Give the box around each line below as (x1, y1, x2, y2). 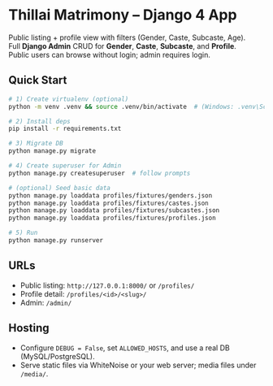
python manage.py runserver (8, 236, 104, 245)
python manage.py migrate (8, 147, 96, 155)
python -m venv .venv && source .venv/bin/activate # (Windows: (8, 102, 234, 111)
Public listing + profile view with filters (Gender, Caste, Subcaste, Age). (8, 33, 246, 42)
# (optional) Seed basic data (8, 184, 111, 192)
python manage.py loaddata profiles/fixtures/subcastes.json (8, 206, 220, 215)
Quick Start (8, 73, 67, 87)
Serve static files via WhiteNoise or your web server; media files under (19, 360, 257, 370)
